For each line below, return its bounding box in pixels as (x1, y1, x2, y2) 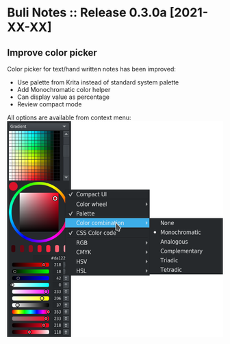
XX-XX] (7, 19, 53, 35)
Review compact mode (16, 100, 82, 108)
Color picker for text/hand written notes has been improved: (7, 65, 177, 73)
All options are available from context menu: (7, 113, 131, 122)
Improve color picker (7, 47, 97, 58)
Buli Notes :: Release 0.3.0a (7, 5, 168, 21)
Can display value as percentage (16, 93, 110, 101)
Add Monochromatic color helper (16, 86, 111, 93)
